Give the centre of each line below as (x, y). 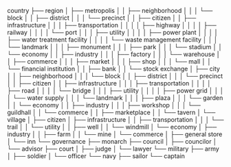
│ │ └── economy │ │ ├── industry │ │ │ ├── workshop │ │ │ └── (104, 105)
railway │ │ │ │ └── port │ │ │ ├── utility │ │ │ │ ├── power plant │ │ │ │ (113, 32)
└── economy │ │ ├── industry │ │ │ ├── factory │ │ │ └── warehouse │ (114, 54)
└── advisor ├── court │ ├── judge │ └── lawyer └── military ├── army (113, 149)
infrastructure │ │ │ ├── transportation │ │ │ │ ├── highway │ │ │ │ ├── (112, 25)
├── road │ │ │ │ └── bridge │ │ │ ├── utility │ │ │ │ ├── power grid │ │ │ (115, 90)
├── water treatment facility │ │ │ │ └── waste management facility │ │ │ (112, 40)
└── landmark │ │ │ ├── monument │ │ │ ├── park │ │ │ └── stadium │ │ (115, 47)
